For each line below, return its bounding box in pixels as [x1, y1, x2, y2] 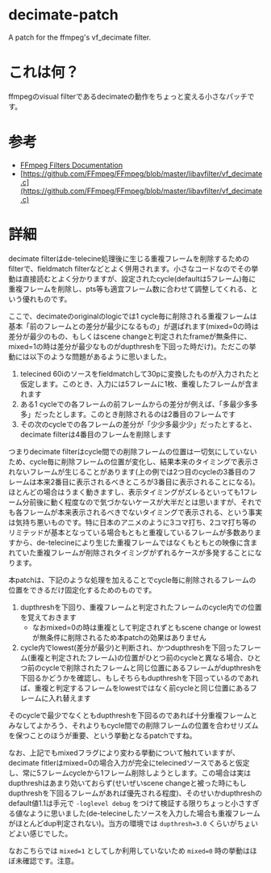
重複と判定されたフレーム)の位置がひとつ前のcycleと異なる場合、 [29, 652, 248, 662]
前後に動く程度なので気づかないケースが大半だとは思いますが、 [29, 497, 241, 507]
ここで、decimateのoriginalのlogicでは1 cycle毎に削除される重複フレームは [8, 311, 257, 321]
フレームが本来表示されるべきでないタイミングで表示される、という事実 [22, 507, 263, 517]
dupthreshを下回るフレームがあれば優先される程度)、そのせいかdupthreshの [8, 788, 262, 798]
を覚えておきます [19, 612, 77, 622]
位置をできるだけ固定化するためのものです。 [8, 584, 156, 595]
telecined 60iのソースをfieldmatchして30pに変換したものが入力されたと [19, 369, 260, 378]
